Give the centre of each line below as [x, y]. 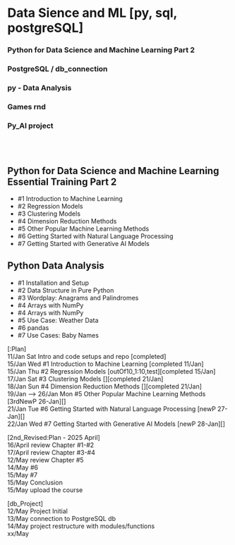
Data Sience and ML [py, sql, [92, 13]
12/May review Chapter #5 [46, 460]
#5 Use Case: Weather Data [58, 320]
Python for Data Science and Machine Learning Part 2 [101, 50]
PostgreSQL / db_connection [58, 69]
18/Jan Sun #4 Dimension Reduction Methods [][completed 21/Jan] [105, 386]
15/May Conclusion [35, 482]
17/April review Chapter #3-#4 [51, 452]
